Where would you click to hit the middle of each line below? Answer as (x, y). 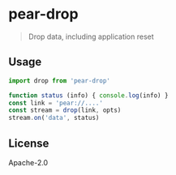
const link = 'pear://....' (56, 103)
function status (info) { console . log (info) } (88, 95)
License (29, 143)
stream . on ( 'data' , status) (54, 118)
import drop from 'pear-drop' (60, 81)
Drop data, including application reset (91, 36)
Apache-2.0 (28, 162)
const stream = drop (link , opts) (65, 110)
